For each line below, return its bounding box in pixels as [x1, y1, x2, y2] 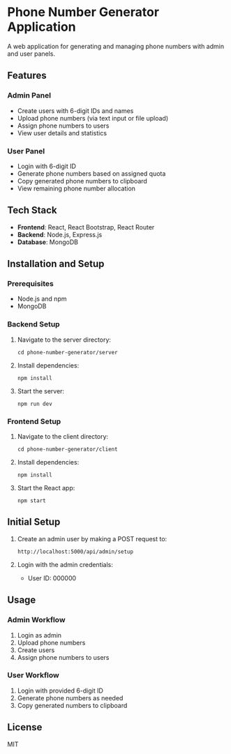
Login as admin [17, 631, 61, 639]
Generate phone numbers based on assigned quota [17, 169, 166, 178]
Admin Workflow [7, 615, 66, 625]
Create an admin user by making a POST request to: [17, 534, 167, 543]
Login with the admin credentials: [17, 560, 114, 568]
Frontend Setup [7, 416, 61, 426]
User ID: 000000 [27, 573, 77, 582]
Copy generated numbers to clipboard [17, 701, 128, 709]
